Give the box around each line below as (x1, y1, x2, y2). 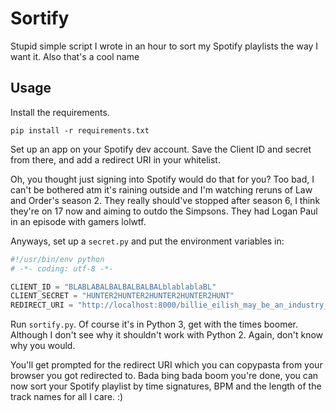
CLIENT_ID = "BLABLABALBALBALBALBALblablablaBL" (10, 282, 217, 292)
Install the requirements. (10, 106, 110, 118)
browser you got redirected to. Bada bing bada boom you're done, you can (10, 370, 319, 382)
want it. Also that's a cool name (10, 50, 140, 62)
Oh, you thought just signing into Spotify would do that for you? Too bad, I (10, 173, 315, 185)
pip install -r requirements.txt (10, 125, 150, 136)
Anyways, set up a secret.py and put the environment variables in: (10, 235, 285, 247)
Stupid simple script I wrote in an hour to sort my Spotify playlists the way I (10, 40, 319, 52)
